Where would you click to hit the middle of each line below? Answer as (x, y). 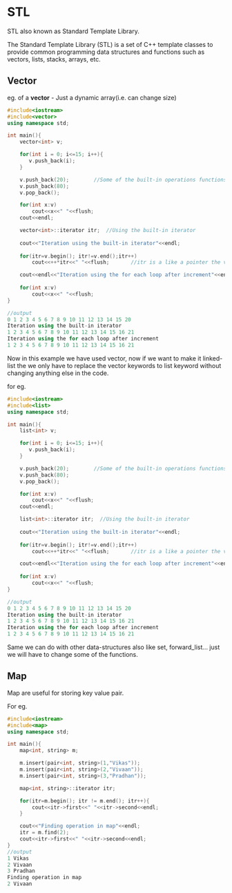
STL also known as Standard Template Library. (73, 31)
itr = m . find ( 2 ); (45, 833)
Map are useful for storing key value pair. (66, 693)
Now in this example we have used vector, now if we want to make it (104, 358)
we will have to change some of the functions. (72, 654)
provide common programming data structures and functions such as (106, 52)
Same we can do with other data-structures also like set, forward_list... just (114, 647)
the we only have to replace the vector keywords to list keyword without (119, 365)
